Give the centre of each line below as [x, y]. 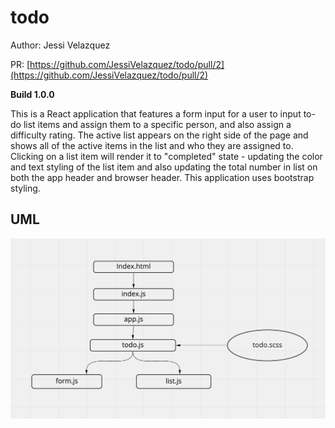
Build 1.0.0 [32, 94]
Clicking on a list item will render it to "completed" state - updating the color [166, 156]
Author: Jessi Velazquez [60, 45]
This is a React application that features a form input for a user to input [156, 113]
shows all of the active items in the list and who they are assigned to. [152, 145]
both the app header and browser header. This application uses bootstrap [162, 177]
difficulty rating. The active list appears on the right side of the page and [159, 135]
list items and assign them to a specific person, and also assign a [157, 124]
